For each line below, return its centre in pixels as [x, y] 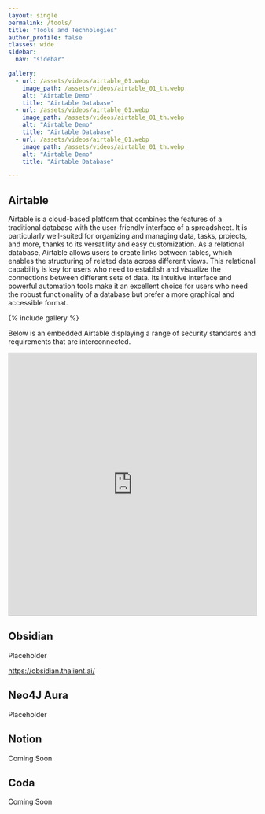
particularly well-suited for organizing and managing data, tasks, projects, [128, 236]
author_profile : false [45, 37]
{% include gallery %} [44, 318]
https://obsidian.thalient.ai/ [52, 671]
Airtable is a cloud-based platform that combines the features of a [115, 219]
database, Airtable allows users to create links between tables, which [120, 253]
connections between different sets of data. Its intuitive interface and [120, 278]
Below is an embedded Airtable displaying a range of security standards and [132, 333]
